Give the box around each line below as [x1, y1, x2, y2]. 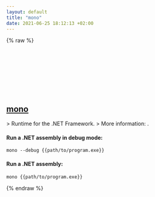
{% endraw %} [6, 184, 44, 192]
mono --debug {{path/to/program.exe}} [6, 147, 105, 154]
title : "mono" [6, 15, 43, 21]
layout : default [6, 9, 47, 15]
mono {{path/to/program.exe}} [6, 174, 83, 180]
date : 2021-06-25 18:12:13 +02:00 [6, 20, 94, 26]
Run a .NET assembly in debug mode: [6, 134, 103, 141]
